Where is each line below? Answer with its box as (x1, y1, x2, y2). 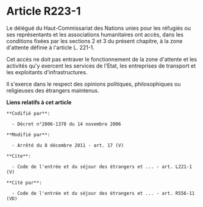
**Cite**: (6, 153, 32, 159)
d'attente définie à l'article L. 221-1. (6, 44, 94, 51)
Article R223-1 (6, 4, 81, 18)
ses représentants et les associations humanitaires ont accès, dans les (6, 30, 184, 38)
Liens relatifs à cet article (6, 99, 72, 106)
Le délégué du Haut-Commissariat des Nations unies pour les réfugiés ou (6, 24, 191, 32)
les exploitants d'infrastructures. (6, 68, 88, 75)
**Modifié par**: (6, 132, 51, 138)
